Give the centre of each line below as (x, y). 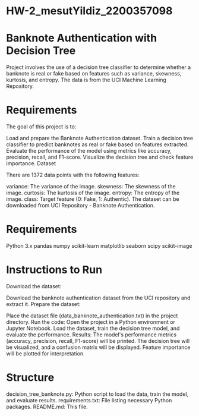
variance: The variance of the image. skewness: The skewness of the (91, 187)
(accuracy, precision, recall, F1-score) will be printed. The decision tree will (98, 341)
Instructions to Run (54, 270)
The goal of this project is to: (41, 127)
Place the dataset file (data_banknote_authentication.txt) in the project (92, 316)
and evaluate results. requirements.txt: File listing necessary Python (89, 400)
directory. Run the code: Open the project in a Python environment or (91, 322)
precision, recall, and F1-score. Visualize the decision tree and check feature (100, 157)
